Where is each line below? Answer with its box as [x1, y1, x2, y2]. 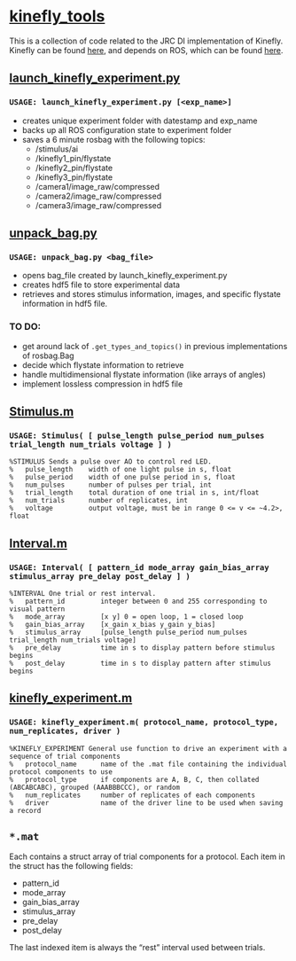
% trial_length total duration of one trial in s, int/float [9, 488, 260, 497]
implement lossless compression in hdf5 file [21, 379, 183, 389]
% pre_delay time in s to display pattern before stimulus [9, 643, 276, 652]
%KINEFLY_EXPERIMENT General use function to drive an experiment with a [9, 744, 288, 753]
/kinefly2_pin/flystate [35, 162, 113, 173]
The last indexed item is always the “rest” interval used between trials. [9, 942, 266, 953]
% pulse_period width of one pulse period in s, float [9, 473, 237, 482]
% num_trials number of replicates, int [9, 496, 189, 505]
